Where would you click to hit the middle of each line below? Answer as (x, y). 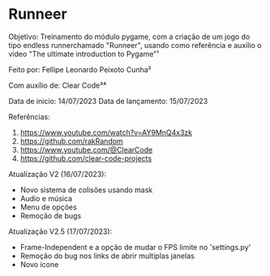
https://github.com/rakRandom (71, 141)
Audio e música (46, 198)
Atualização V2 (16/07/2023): (58, 174)
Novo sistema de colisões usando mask (86, 190)
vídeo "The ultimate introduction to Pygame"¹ (84, 54)
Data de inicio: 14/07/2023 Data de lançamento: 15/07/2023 (108, 101)
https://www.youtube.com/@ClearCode (86, 149)
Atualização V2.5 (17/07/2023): (60, 231)
